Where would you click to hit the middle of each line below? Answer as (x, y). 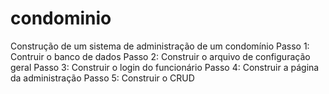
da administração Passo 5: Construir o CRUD (102, 78)
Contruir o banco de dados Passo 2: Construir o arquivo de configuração (160, 56)
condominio (61, 18)
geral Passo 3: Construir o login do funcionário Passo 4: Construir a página (165, 67)
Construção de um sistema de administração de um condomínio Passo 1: (160, 46)
